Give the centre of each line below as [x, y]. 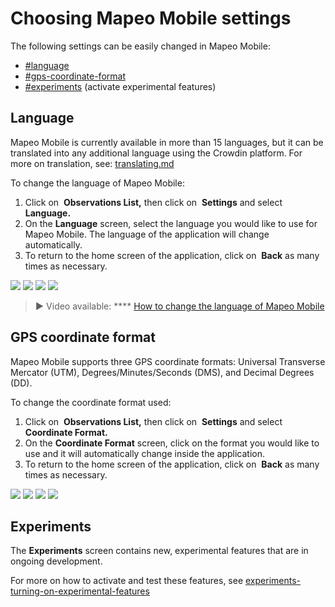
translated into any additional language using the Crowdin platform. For [156, 153]
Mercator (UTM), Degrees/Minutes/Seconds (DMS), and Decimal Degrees [162, 372]
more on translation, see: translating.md [92, 163]
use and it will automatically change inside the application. [145, 453]
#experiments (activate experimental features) [120, 86]
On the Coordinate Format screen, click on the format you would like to [172, 443]
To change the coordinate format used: [91, 402]
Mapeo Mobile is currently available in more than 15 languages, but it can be [167, 142]
